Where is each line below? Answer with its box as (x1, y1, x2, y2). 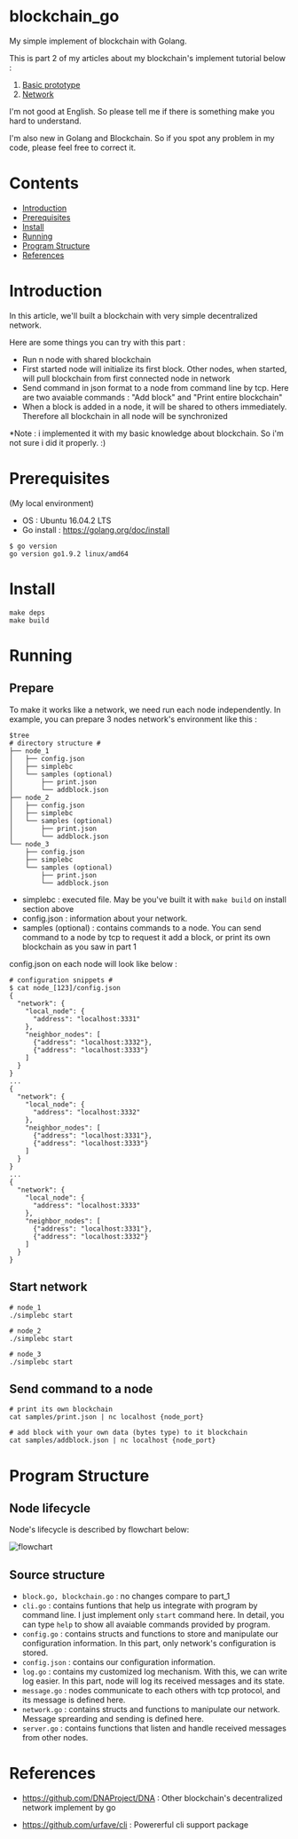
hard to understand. (9, 115, 82, 126)
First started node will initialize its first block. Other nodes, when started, (21, 363, 287, 374)
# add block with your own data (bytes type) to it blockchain (9, 1428, 248, 1438)
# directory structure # (9, 739, 101, 748)
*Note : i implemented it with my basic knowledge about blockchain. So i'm (9, 428, 284, 439)
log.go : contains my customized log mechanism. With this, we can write (21, 1667, 288, 1677)
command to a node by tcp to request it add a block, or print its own (21, 931, 271, 942)
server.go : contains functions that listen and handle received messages (21, 1723, 286, 1733)
